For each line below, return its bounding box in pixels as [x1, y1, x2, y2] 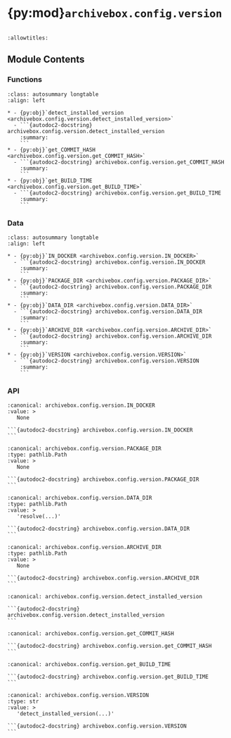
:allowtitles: [7, 34, 49, 42]
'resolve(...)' [16, 513, 61, 520]
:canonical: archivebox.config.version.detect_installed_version [7, 594, 202, 601]
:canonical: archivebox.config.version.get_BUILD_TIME [7, 661, 171, 668]
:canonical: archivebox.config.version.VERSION [7, 692, 150, 699]
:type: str [7, 698, 39, 706]
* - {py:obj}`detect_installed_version [7, 109, 124, 116]
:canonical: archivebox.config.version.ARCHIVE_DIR [7, 544, 161, 551]
